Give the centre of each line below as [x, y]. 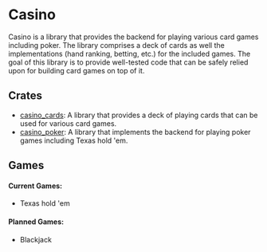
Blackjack [35, 239]
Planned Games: [36, 222]
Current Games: [35, 186]
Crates [25, 96]
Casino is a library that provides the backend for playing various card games [133, 37]
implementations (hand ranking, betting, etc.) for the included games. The [130, 53]
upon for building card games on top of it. [77, 70]
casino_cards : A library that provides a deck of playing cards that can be [139, 115]
